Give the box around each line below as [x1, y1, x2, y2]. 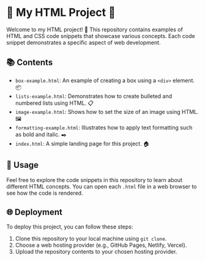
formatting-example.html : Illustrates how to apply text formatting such [15, 124, 193, 131]
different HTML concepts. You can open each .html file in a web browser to [6, 183, 197, 190]
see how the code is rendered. [6, 189, 84, 197]
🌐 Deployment [6, 206, 62, 217]
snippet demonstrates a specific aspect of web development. [6, 39, 161, 46]
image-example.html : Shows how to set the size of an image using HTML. [15, 108, 199, 115]
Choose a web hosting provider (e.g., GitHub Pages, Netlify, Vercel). [15, 241, 187, 249]
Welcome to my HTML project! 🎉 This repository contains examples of [6, 26, 184, 33]
